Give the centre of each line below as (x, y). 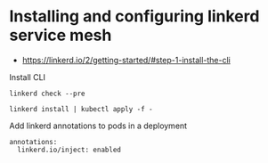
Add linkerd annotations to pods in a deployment (98, 126)
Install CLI (28, 77)
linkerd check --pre (48, 94)
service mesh (61, 35)
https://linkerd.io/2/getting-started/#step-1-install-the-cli (126, 60)
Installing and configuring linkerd (134, 16)
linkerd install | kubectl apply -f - (81, 109)
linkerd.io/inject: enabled (69, 150)
